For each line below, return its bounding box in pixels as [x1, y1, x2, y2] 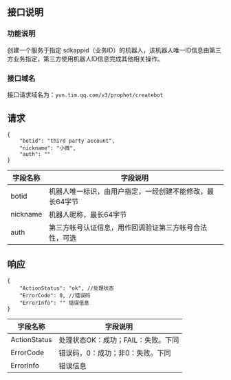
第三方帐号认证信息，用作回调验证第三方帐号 [49, 223, 194, 232]
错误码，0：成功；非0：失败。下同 [58, 348, 171, 357]
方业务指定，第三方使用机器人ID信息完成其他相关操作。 [7, 54, 164, 63]
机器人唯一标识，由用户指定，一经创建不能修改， [49, 186, 208, 196]
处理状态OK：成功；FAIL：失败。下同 [58, 335, 179, 345]
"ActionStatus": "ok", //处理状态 [19, 285, 115, 292]
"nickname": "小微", [19, 144, 76, 152]
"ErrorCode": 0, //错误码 [19, 292, 91, 299]
